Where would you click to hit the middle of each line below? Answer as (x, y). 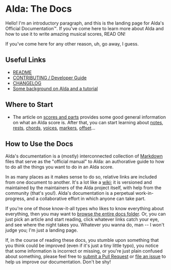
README (22, 72)
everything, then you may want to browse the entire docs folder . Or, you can (86, 214)
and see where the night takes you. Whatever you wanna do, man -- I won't (85, 225)
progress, (15, 199)
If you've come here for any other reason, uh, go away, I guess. (72, 43)
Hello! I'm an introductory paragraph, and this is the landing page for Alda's (85, 23)
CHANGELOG (27, 83)
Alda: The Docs (39, 9)
